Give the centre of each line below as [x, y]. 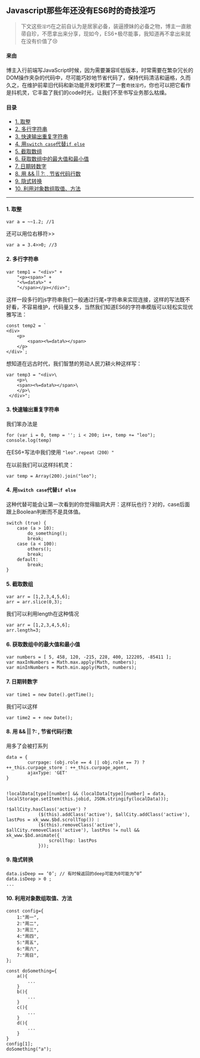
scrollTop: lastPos [73, 841]
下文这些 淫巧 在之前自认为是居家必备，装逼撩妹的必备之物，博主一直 [103, 26]
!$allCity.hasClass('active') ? [46, 809]
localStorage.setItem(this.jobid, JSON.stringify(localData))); [87, 799]
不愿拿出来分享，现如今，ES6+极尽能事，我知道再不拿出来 [113, 33]
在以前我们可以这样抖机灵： [40, 465]
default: [28, 560]
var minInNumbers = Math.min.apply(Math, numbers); [71, 668]
